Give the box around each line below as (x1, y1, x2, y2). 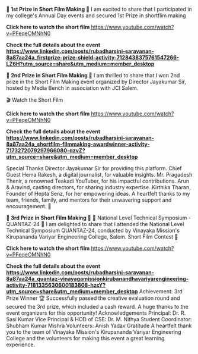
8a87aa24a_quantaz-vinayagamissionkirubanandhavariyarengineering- (6, 275, 189, 282)
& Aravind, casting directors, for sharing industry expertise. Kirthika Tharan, (6, 184, 191, 190)
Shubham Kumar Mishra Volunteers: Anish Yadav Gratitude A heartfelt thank (6, 322, 192, 329)
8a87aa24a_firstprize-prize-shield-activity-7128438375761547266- (6, 54, 180, 61)
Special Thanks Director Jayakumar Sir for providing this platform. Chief (6, 165, 182, 172)
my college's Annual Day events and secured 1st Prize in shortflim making (6, 12, 186, 19)
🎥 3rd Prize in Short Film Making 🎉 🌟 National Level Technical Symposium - (6, 214, 191, 221)
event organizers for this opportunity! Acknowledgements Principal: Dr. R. (6, 309, 186, 317)
